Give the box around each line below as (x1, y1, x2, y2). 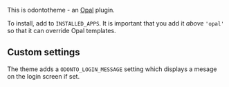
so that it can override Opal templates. (7, 27, 116, 35)
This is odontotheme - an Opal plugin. (7, 6, 116, 14)
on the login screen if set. (7, 72, 80, 80)
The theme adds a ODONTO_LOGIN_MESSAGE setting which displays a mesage (7, 65, 217, 73)
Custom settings (7, 46, 81, 58)
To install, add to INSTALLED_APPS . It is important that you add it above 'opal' (7, 19, 225, 27)
